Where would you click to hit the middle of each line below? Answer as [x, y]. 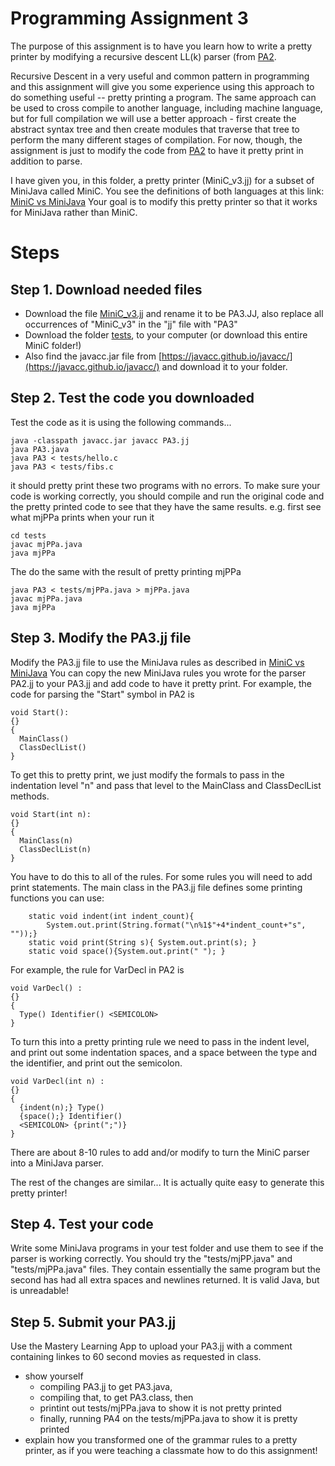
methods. [30, 796]
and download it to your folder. [224, 366]
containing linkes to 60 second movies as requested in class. [136, 1357]
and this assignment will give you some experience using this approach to [162, 86]
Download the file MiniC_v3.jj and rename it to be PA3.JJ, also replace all [174, 313]
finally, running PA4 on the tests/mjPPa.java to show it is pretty [168, 1419]
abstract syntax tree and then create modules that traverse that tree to [155, 129]
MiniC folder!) [53, 345]
